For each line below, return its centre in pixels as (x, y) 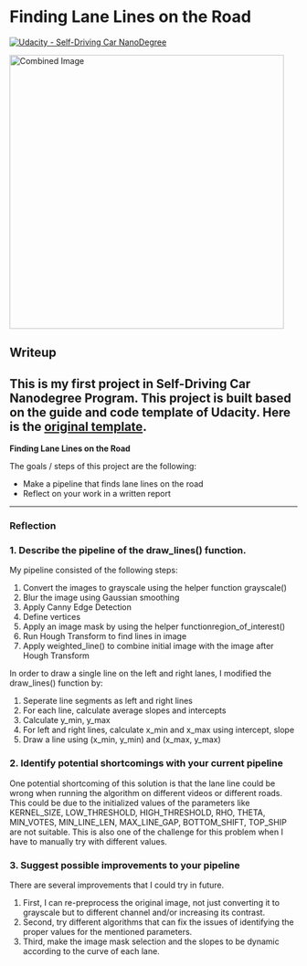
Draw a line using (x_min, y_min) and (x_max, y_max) (122, 740)
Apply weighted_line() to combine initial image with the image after (148, 646)
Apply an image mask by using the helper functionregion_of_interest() (154, 626)
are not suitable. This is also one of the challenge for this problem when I (146, 832)
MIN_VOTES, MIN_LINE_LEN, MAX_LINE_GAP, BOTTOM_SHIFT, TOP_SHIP (148, 822)
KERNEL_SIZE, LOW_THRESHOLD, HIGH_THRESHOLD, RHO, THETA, (138, 812)
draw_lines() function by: (56, 683)
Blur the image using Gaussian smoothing (101, 598)
